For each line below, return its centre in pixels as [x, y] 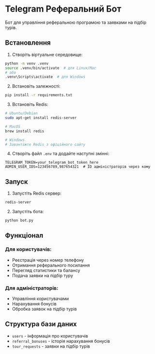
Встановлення [28, 43]
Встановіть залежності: [36, 86]
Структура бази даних [41, 324]
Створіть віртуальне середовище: [47, 54]
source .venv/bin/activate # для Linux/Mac [51, 68]
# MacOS [13, 126]
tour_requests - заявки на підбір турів [51, 346]
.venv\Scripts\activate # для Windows [45, 77]
